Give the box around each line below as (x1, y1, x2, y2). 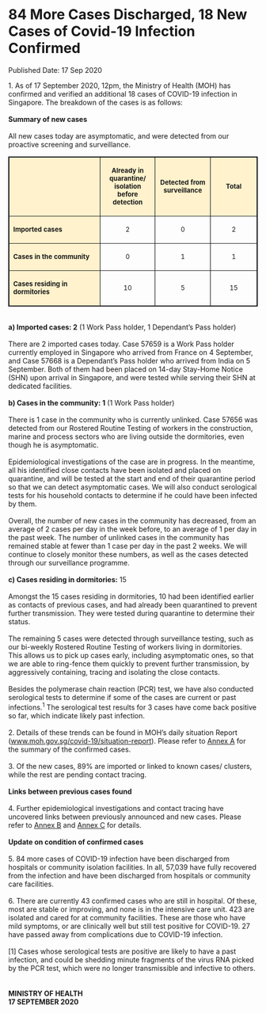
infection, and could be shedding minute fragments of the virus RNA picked (8, 954, 255, 964)
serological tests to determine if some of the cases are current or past (8, 692, 237, 702)
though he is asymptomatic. (8, 440, 99, 449)
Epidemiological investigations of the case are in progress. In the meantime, (8, 457, 256, 467)
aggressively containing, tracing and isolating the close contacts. (8, 667, 220, 676)
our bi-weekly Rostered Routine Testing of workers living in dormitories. (8, 642, 243, 651)
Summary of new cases (8, 114, 88, 124)
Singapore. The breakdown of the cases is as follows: (8, 97, 184, 107)
